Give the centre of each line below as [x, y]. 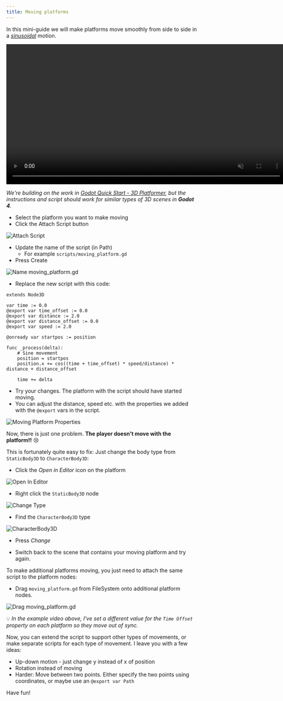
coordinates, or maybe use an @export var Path [75, 681]
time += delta [35, 379]
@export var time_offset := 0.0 [47, 311]
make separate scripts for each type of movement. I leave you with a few [97, 643]
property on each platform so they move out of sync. [72, 625]
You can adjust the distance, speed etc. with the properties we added [102, 404]
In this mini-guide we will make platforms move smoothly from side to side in [102, 29]
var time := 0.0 [27, 305]
